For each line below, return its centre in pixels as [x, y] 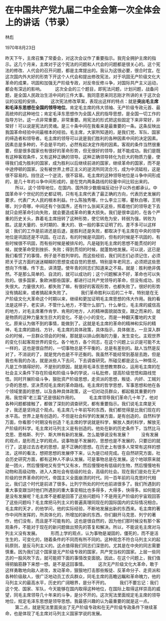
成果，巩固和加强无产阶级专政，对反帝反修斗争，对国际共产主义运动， [89, 82]
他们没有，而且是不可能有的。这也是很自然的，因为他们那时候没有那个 [85, 521]
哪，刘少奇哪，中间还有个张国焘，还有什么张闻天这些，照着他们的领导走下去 [83, 206]
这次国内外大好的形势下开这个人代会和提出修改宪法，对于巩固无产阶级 [76, 77]
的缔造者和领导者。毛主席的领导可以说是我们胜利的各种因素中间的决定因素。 [83, 138]
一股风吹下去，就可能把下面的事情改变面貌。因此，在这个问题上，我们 [85, 558]
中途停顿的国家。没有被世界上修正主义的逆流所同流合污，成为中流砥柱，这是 [83, 169]
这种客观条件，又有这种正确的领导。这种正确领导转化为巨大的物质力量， [83, 156]
